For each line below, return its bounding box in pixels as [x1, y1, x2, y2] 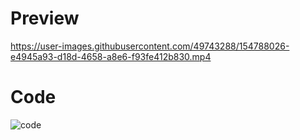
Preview [10, 7, 80, 30]
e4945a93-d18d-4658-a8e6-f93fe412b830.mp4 [10, 50, 212, 62]
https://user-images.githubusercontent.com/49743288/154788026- [10, 40, 290, 52]
